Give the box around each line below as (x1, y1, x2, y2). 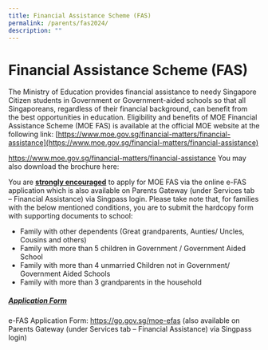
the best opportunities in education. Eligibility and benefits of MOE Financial (8, 112, 258, 122)
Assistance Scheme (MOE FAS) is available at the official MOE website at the (8, 121, 260, 131)
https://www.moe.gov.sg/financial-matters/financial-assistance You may (8, 153, 247, 163)
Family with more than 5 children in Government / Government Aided (19, 244, 246, 254)
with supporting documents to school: (8, 211, 133, 221)
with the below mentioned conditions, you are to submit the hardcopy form (8, 203, 254, 212)
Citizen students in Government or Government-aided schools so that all (8, 96, 246, 105)
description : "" (8, 26, 62, 34)
